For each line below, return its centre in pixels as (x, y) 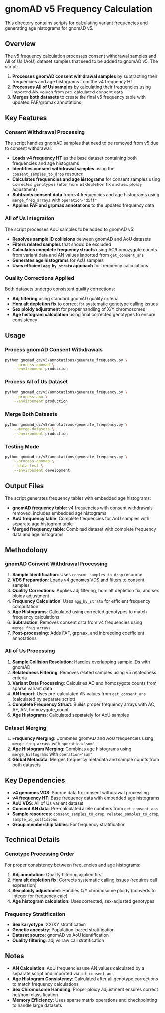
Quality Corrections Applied (40, 278)
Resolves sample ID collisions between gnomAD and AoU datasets (82, 239)
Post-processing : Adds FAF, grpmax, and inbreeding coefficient (78, 633)
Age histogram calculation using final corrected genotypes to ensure (84, 315)
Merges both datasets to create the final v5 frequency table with (79, 97)
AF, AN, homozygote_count (40, 709)
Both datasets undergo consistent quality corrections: (60, 289)
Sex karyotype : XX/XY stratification (49, 924)
